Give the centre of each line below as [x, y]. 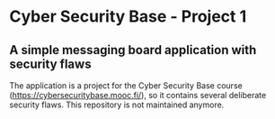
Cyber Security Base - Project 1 [128, 17]
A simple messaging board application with [133, 50]
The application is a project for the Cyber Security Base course [126, 86]
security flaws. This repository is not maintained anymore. [117, 105]
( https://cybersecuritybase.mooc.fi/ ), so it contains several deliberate [138, 95]
